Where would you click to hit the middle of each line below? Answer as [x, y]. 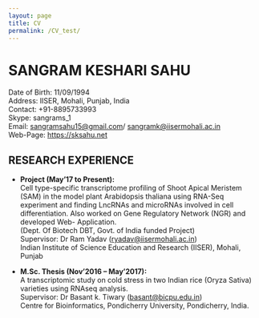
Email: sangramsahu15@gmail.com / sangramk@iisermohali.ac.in [114, 127]
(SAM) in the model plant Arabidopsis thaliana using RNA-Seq [122, 196]
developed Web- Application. [68, 222]
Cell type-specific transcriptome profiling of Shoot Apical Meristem [131, 188]
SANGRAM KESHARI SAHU [99, 70]
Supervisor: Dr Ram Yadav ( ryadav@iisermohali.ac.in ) [109, 239]
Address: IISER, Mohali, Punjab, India [69, 101]
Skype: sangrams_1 [40, 118]
